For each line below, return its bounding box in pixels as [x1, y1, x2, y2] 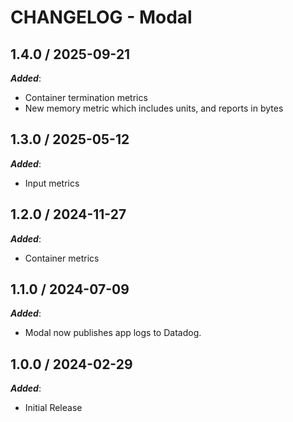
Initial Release [24, 402, 83, 414]
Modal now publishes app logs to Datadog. [24, 327, 202, 339]
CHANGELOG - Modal [10, 6, 193, 29]
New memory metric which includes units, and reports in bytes [24, 102, 284, 114]
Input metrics [24, 177, 80, 189]
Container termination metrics [24, 92, 148, 103]
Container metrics [24, 252, 100, 264]
